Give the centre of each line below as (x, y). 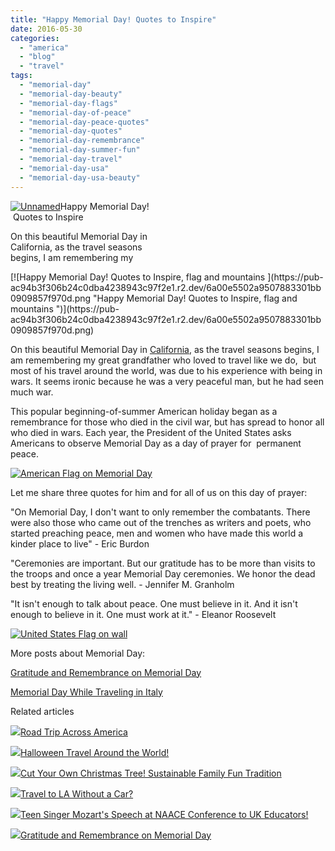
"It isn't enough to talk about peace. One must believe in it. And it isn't (154, 603)
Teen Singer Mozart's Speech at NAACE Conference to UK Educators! (164, 814)
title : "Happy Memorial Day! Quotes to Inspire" (113, 19)
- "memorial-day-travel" (71, 159)
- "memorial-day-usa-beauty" (80, 177)
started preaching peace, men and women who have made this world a (157, 533)
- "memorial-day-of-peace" (75, 112)
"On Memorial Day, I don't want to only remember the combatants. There (160, 512)
